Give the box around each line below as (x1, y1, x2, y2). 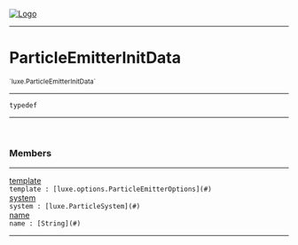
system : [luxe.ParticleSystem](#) (9, 202, 141, 211)
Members (9, 146, 51, 159)
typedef (9, 100, 38, 110)
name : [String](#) (9, 219, 82, 228)
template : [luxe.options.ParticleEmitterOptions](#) (9, 185, 213, 194)
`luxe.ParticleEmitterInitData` (9, 76, 96, 86)
